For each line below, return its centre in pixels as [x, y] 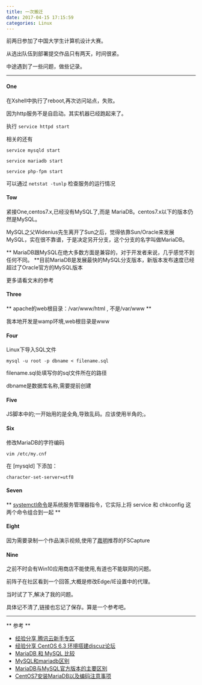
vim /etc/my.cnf [26, 454]
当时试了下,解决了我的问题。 [41, 595]
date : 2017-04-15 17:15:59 [40, 17]
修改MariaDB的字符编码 [35, 442]
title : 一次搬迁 [25, 12]
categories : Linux [29, 23]
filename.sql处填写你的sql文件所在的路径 [57, 373]
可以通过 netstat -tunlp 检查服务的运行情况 [61, 183]
